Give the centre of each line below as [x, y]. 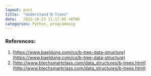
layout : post [19, 10]
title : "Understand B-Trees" [37, 14]
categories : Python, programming [40, 24]
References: [21, 41]
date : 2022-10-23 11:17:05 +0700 [43, 19]
